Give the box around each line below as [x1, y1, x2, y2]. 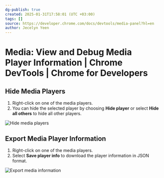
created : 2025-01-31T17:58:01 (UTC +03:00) [5, 12, 95, 17]
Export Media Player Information [5, 134, 106, 143]
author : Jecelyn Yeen [5, 26, 49, 30]
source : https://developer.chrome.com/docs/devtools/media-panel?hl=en [5, 21, 154, 26]
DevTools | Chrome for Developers [5, 67, 148, 79]
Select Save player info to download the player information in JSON [12, 152, 149, 158]
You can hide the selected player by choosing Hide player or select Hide [12, 105, 159, 111]
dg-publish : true [5, 7, 41, 12]
